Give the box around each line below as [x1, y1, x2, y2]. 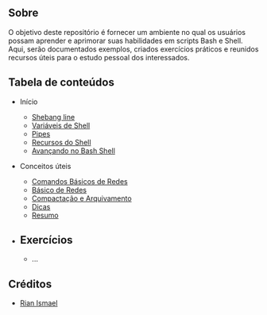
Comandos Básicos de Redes [31, 176, 129, 186]
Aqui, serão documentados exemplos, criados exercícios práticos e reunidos [8, 44, 259, 54]
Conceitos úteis [19, 161, 72, 171]
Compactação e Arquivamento [31, 194, 133, 203]
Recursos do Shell [31, 137, 91, 147]
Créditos [8, 277, 52, 290]
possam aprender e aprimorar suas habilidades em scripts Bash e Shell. [8, 36, 244, 45]
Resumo [31, 210, 59, 220]
